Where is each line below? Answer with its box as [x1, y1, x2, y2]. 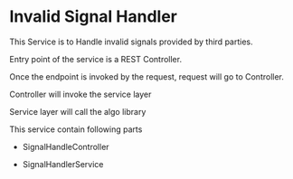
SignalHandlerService [22, 158, 104, 169]
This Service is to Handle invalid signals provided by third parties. [9, 36, 253, 47]
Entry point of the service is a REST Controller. [9, 53, 183, 64]
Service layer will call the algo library [9, 106, 146, 117]
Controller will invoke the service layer [9, 89, 152, 99]
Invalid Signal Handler [9, 6, 178, 27]
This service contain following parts [9, 124, 143, 135]
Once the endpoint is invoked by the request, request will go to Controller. [9, 71, 285, 82]
